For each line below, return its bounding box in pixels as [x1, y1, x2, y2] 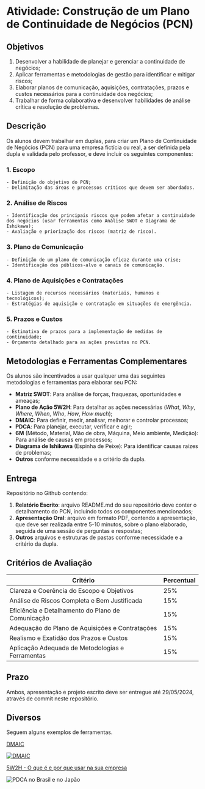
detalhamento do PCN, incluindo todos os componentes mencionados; [15, 507, 193, 515]
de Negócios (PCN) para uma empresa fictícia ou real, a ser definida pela [6, 144, 190, 151]
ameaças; [15, 397, 40, 405]
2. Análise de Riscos [6, 199, 68, 207]
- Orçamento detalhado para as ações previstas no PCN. [6, 339, 151, 346]
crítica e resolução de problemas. [15, 103, 99, 111]
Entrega [6, 473, 37, 483]
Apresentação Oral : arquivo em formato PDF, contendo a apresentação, [15, 514, 197, 521]
